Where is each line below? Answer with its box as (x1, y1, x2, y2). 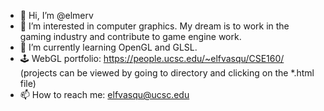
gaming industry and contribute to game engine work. (19, 31, 242, 42)
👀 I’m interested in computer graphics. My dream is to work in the (19, 20, 290, 32)
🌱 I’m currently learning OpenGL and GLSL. (19, 41, 198, 53)
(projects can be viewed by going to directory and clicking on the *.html (19, 67, 315, 79)
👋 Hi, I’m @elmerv (19, 10, 94, 21)
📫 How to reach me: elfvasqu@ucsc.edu (19, 89, 190, 100)
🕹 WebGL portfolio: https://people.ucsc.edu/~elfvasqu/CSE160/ (19, 53, 285, 64)
